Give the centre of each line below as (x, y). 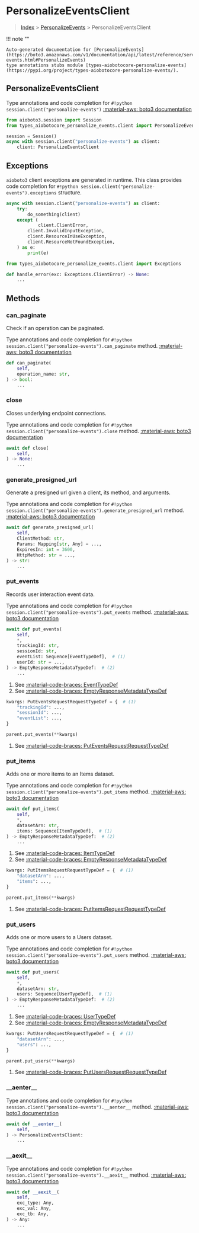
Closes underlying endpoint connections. (56, 413)
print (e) (38, 253)
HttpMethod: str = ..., (46, 555)
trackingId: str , (38, 646)
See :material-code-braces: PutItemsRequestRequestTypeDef (90, 909)
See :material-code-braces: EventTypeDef (66, 684)
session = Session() (32, 136)
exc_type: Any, (36, 1203)
